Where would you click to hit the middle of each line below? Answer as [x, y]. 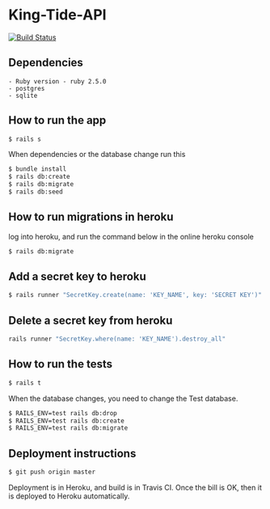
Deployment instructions [72, 454]
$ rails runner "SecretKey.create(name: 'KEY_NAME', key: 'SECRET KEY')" [135, 295]
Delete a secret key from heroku [91, 320]
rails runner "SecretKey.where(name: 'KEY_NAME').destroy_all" [117, 339]
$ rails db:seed [36, 192]
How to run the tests [61, 365]
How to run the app [57, 120]
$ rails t [25, 383]
